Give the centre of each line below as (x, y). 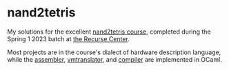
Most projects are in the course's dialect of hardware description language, (114, 52)
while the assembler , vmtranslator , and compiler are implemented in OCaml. (114, 59)
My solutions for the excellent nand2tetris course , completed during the (109, 32)
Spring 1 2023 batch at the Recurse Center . (68, 38)
